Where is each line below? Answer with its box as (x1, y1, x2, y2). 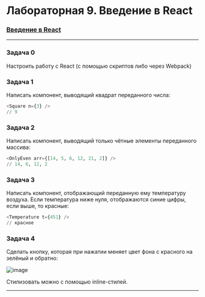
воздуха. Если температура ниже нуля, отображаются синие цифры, (6, 196, 186, 203)
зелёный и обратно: (6, 254, 58, 262)
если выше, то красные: (6, 202, 69, 210)
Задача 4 (6, 234, 35, 243)
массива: (6, 144, 31, 151)
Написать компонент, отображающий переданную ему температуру (6, 190, 186, 197)
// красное (6, 220, 34, 226)
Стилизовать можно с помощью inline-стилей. (6, 278, 128, 285)
